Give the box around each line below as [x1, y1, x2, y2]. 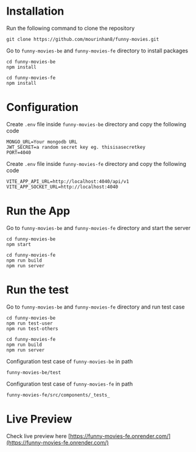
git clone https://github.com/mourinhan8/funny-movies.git [6, 36, 159, 42]
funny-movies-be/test [6, 369, 61, 376]
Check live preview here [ [6, 432, 71, 440]
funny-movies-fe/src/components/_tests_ [6, 392, 111, 398]
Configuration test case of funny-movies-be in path [6, 357, 133, 365]
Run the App [6, 204, 71, 218]
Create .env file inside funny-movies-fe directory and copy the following [6, 160, 187, 167]
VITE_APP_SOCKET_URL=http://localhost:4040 [6, 184, 119, 190]
